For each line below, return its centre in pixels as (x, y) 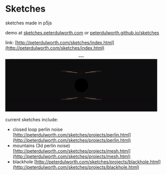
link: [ (11, 42)
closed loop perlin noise (38, 129)
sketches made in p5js (29, 23)
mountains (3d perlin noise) (41, 146)
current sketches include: (32, 119)
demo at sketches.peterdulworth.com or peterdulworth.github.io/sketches (82, 32)
